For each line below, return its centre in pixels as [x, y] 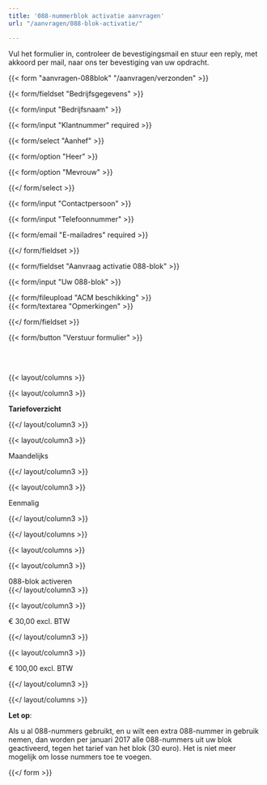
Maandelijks [28, 456]
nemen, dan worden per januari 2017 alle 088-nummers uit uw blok [120, 739]
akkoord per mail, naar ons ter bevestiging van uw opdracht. [109, 62]
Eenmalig [24, 503]
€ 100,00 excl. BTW [41, 668]
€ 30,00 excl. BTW [39, 621]
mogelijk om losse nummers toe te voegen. [80, 757]
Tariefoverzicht [35, 409]
